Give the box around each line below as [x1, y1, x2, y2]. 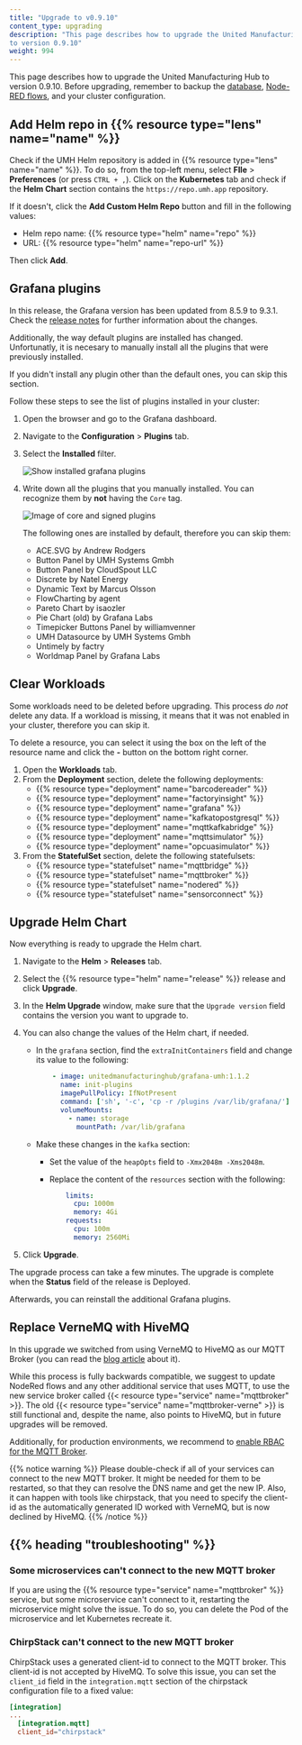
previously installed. [9, 351, 84, 361]
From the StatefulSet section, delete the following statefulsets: [22, 850, 256, 861]
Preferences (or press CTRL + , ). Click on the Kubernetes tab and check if [9, 173, 287, 185]
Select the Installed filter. [22, 448, 117, 459]
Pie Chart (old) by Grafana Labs [35, 612, 154, 623]
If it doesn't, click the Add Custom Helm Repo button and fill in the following [9, 200, 292, 212]
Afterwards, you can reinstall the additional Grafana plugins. [9, 1293, 232, 1304]
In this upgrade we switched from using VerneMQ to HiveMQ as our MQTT [9, 1344, 286, 1355]
